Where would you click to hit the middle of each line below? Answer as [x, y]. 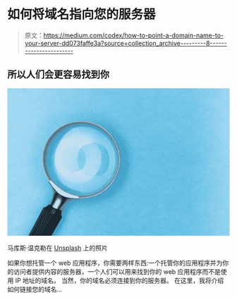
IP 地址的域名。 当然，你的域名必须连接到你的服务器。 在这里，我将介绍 [120, 281]
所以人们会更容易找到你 [58, 75]
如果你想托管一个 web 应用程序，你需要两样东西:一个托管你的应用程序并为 [115, 263]
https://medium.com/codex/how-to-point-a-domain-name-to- [134, 35]
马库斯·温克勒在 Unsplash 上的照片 [57, 248]
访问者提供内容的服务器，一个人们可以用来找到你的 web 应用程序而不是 [117, 272]
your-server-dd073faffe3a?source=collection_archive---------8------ [126, 43]
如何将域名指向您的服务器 [82, 14]
